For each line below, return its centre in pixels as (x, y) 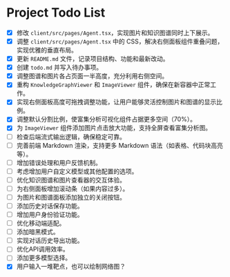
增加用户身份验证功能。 (50, 214)
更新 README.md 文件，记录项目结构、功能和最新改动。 (93, 59)
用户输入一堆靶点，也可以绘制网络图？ (71, 267)
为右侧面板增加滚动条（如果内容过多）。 (73, 189)
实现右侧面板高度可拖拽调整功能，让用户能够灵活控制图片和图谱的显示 (116, 102)
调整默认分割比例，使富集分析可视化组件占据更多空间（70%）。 (106, 120)
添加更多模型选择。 (44, 258)
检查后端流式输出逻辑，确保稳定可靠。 (71, 137)
